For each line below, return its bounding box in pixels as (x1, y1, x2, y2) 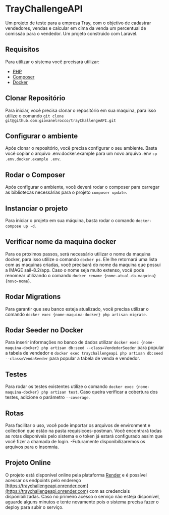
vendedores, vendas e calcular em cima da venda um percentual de (5, 25, 146, 31)
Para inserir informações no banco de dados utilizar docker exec (5, 339, 139, 346)
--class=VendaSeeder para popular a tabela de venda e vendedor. (5, 355, 140, 362)
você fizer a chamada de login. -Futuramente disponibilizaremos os (5, 439, 145, 445)
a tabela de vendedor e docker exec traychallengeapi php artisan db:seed (5, 350, 163, 356)
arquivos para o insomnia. (5, 444, 59, 450)
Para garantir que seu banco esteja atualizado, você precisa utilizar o (5, 306, 149, 312)
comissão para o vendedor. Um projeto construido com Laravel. (5, 30, 138, 36)
